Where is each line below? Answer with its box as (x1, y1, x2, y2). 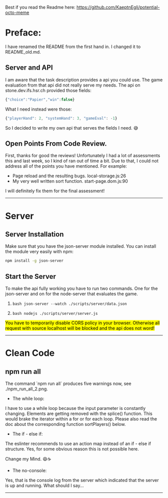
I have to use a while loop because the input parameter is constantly (5, 405, 146, 411)
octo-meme (5, 10, 29, 16)
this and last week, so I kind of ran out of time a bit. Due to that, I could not (5, 158, 159, 164)
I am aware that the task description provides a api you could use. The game (5, 77, 163, 83)
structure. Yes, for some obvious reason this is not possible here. (5, 446, 139, 452)
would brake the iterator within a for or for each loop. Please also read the (5, 416, 157, 422)
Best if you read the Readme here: (5, 5, 76, 10)
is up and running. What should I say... (5, 482, 84, 488)
